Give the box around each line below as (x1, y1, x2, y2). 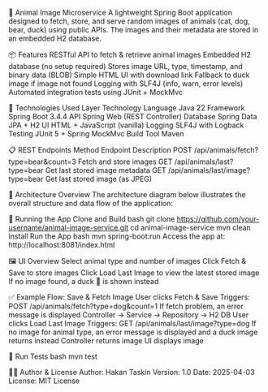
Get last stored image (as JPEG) (45, 174, 153, 183)
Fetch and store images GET (78, 157, 173, 166)
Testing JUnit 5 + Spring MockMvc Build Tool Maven (8, 129, 184, 138)
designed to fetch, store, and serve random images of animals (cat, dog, (8, 16, 250, 26)
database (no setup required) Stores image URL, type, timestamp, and (8, 62, 243, 71)
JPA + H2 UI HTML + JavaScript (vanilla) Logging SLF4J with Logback (8, 120, 244, 130)
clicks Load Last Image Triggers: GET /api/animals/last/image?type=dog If (8, 319, 257, 328)
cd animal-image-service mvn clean (130, 223, 252, 232)
